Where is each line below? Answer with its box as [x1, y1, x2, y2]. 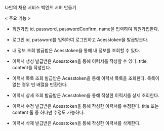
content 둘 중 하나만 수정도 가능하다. [12, 109, 85, 115]
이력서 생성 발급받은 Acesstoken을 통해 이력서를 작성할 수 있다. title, [12, 58, 148, 64]
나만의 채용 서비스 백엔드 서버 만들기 [5, 5, 76, 10]
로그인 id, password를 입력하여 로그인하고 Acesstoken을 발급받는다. [12, 37, 149, 42]
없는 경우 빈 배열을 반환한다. [12, 81, 68, 88]
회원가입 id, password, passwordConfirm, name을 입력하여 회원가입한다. [12, 26, 159, 32]
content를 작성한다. [12, 65, 52, 70]
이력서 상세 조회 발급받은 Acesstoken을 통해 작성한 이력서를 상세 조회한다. [12, 93, 160, 98]
